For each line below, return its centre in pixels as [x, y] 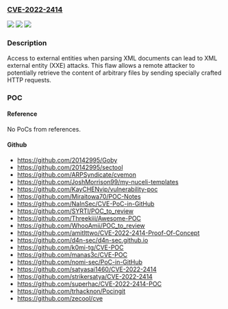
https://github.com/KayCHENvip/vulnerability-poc [87, 189]
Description [27, 43]
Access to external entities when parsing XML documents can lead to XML [112, 58]
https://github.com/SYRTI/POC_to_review [75, 211]
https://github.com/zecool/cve [60, 298]
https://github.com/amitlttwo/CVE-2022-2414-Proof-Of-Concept [108, 233]
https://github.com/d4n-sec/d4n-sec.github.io [83, 240]
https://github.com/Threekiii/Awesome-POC [79, 218]
